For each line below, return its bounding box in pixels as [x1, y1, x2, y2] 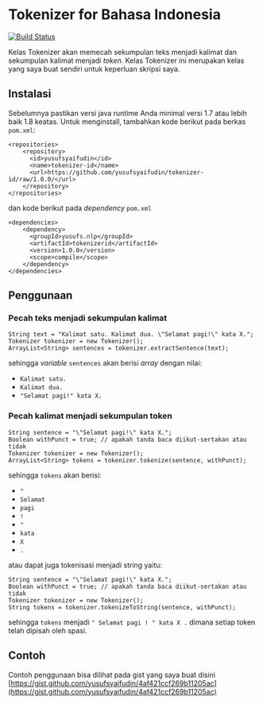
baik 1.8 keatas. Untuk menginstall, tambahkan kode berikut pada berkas [8, 117, 246, 126]
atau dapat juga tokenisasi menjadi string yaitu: [8, 560, 163, 570]
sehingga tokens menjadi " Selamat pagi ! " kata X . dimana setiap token [8, 617, 256, 627]
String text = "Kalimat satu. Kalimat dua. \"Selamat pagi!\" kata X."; [8, 331, 254, 338]
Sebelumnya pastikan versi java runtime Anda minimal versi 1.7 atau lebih [8, 108, 248, 118]
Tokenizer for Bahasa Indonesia [8, 6, 221, 24]
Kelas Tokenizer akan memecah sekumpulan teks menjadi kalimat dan [8, 47, 237, 56]
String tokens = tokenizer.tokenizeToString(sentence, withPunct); [8, 603, 237, 611]
